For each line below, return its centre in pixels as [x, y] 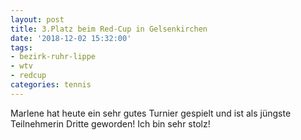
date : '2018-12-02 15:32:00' [71, 38]
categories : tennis [51, 85]
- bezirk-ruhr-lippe [53, 57]
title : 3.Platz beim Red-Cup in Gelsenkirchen [109, 29]
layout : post [37, 19]
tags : [21, 47]
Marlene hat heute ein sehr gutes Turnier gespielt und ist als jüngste [151, 113]
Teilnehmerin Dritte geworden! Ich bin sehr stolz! [110, 123]
